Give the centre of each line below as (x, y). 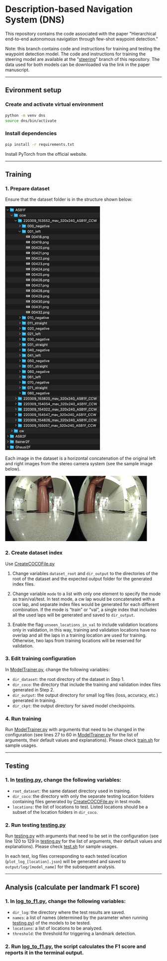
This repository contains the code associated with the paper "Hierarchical (81, 33)
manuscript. (17, 70)
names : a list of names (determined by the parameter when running (80, 918)
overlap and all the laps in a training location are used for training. (79, 635)
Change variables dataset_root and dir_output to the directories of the (85, 573)
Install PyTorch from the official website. (46, 154)
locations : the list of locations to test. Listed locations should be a (80, 807)
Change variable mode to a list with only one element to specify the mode (86, 594)
